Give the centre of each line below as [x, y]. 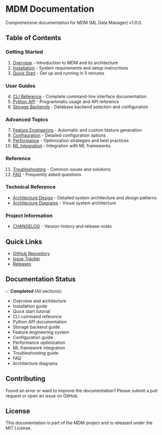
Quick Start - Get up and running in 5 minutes [58, 73]
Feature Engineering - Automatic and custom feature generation [77, 130]
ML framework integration [39, 348]
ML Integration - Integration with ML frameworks [62, 146]
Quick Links [24, 242]
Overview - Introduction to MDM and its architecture [65, 63]
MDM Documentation [50, 9]
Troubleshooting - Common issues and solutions [62, 169]
